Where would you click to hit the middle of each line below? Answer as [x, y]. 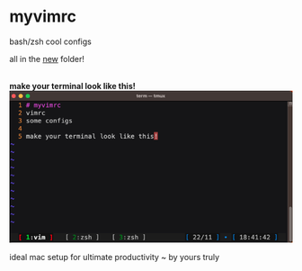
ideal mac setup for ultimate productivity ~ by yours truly [115, 257]
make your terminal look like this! [73, 86]
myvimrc [43, 17]
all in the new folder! [47, 59]
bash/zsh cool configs [50, 41]
